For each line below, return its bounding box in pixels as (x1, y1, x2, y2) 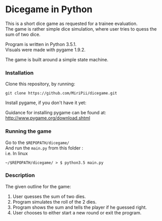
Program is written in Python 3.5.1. (5, 41, 77, 47)
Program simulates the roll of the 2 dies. (12, 199, 97, 205)
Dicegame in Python (5, 4, 93, 15)
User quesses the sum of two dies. (12, 193, 86, 200)
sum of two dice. (5, 31, 41, 37)
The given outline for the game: (5, 183, 71, 189)
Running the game (5, 128, 52, 135)
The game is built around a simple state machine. (5, 56, 109, 62)
